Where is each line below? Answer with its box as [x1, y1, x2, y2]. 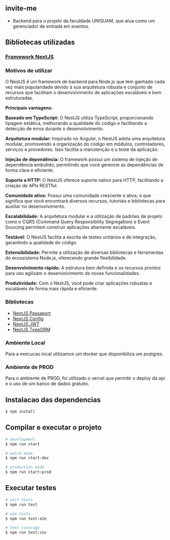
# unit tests [5, 497, 33, 502]
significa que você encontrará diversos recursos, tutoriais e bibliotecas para [5, 198, 165, 204]
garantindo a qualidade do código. [5, 240, 78, 246]
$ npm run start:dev [5, 456, 50, 461]
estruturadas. [5, 95, 34, 101]
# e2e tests [5, 511, 31, 516]
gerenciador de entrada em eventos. [12, 23, 90, 29]
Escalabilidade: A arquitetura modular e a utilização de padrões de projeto [5, 213, 162, 220]
